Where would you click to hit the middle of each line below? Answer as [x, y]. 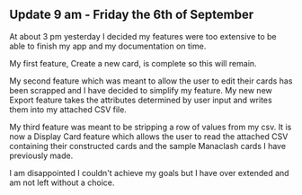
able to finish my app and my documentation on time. [108, 46]
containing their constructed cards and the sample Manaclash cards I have [147, 146]
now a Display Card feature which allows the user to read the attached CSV [149, 136]
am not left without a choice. [62, 182]
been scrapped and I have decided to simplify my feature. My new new [141, 90]
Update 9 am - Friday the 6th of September [132, 15]
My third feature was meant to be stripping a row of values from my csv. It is [151, 127]
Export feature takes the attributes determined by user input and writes [141, 100]
